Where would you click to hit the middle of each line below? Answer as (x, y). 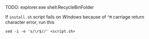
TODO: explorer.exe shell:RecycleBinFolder (50, 7)
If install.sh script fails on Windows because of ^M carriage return (75, 17)
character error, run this (30, 22)
